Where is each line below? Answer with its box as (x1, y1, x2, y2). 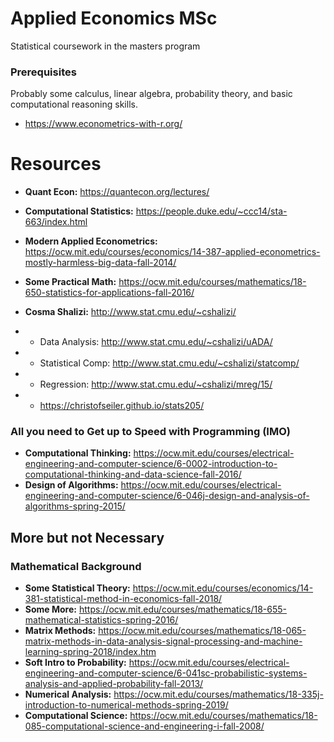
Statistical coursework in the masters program (10, 40, 201, 52)
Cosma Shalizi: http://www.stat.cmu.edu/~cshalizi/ (24, 306, 237, 318)
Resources (10, 153, 102, 176)
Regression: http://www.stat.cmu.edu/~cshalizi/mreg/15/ (39, 378, 273, 391)
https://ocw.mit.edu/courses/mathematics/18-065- (98, 625, 307, 637)
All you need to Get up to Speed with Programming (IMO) (10, 425, 291, 439)
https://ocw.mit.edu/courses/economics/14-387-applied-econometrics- (24, 246, 321, 258)
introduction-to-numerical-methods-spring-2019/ (24, 699, 229, 711)
